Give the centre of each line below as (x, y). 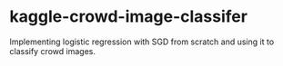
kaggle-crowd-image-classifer (129, 17)
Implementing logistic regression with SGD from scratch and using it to (142, 42)
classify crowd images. (52, 51)
